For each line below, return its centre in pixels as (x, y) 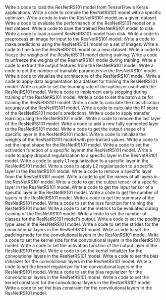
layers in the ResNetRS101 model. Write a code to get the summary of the (80, 198)
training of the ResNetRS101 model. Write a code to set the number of (76, 214)
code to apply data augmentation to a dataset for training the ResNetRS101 (81, 81)
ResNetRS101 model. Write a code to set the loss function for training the (79, 203)
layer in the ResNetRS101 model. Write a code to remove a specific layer (79, 171)
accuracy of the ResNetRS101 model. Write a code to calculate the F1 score (82, 108)
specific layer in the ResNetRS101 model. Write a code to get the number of (82, 192)
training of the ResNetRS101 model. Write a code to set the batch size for (79, 97)
